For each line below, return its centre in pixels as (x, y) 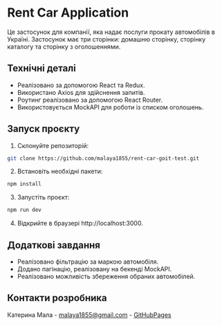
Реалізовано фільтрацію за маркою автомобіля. (88, 262)
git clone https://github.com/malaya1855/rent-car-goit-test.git (103, 158)
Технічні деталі (41, 68)
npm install (24, 184)
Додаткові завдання (54, 245)
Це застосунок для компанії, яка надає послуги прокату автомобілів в (111, 32)
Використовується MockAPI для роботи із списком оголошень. (110, 107)
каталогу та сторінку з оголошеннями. (64, 46)
